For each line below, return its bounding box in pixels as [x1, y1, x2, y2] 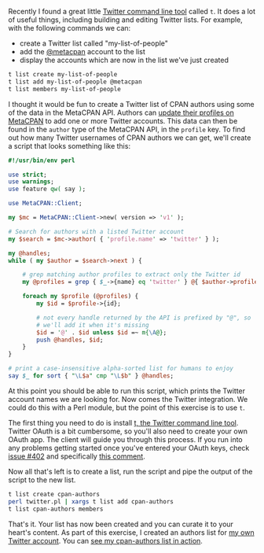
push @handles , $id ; [36, 336, 104, 344]
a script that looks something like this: [8, 141, 131, 150]
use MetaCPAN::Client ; [8, 200, 82, 208]
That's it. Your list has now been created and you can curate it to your [8, 519, 234, 529]
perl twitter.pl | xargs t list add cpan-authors [8, 497, 174, 506]
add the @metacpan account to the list [19, 47, 145, 56]
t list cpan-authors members [8, 505, 104, 513]
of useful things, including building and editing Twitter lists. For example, [8, 15, 244, 24]
